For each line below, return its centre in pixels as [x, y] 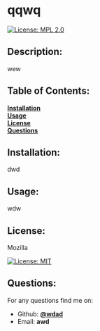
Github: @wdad [40, 314]
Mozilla [17, 248]
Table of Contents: [49, 91]
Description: [35, 52]
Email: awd [33, 321]
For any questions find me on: [50, 300]
